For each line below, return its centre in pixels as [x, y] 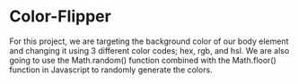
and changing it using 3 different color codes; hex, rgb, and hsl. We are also [149, 50]
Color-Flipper [61, 17]
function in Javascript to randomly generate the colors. [111, 70]
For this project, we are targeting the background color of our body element [149, 41]
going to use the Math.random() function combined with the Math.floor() [143, 60]
